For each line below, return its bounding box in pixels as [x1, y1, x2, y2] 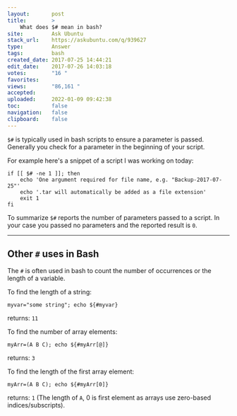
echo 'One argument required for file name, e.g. [20, 176, 169, 183]
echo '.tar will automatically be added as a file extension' [20, 188, 207, 195]
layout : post [7, 10, 65, 18]
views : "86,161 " [7, 83, 80, 90]
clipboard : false [7, 115, 68, 122]
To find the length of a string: [7, 288, 92, 296]
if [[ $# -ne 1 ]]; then [7, 170, 80, 177]
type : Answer [7, 43, 71, 50]
